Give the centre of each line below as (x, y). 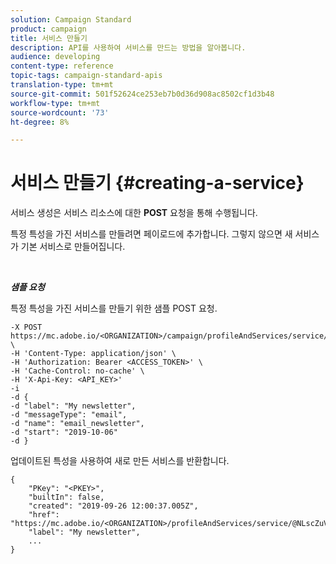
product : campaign (48, 29)
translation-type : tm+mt (62, 85)
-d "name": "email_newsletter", (77, 424)
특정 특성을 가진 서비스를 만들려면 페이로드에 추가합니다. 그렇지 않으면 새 (151, 234)
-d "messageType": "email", (69, 415)
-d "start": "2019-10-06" (64, 432)
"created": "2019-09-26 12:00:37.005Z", (113, 506)
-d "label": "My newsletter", (73, 406)
